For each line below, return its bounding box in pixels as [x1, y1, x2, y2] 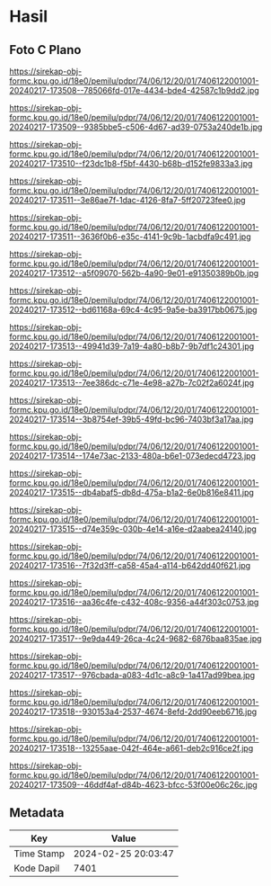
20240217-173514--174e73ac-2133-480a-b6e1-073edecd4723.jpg [9, 451, 256, 461]
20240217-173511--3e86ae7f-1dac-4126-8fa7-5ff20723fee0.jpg [9, 195, 246, 205]
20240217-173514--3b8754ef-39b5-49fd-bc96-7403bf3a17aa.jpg [9, 414, 254, 425]
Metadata [9, 805, 65, 820]
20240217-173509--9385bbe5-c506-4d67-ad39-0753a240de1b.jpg [9, 121, 263, 132]
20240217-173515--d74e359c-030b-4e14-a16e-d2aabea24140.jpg [9, 524, 258, 534]
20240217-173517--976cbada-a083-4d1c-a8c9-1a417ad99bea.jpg [9, 670, 256, 680]
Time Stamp [13, 847, 66, 860]
